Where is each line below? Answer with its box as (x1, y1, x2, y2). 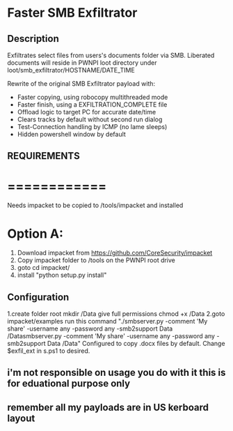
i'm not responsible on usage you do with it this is (7, 367, 226, 379)
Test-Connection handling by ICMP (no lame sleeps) (17, 123, 168, 130)
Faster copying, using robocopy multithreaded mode (17, 93, 168, 101)
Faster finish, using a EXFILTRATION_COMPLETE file (17, 100, 168, 109)
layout (7, 412, 35, 424)
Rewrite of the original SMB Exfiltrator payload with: (7, 80, 155, 88)
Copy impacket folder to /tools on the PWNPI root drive (17, 256, 176, 264)
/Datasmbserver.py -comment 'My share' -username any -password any (7, 332, 216, 340)
